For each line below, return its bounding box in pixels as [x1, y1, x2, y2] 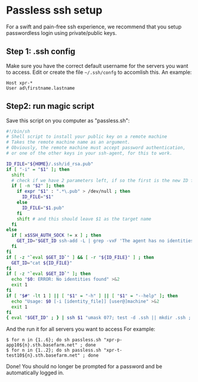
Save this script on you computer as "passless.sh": [6, 116, 130, 124]
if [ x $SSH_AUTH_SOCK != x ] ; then [11, 232, 101, 238]
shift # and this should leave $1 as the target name [16, 216, 151, 222]
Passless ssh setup [6, 4, 103, 17]
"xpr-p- [103, 337, 123, 343]
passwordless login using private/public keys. [6, 29, 117, 36]
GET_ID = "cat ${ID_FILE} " [11, 260, 72, 266]
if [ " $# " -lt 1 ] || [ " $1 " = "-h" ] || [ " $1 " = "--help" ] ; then [6, 293, 178, 299]
